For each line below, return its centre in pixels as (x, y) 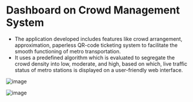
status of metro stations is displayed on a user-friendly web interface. (99, 70)
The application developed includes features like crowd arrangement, (99, 39)
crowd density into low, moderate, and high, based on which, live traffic (101, 64)
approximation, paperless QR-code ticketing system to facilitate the (96, 45)
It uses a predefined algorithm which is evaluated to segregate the (94, 57)
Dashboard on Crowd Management (93, 10)
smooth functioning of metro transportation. (68, 51)
